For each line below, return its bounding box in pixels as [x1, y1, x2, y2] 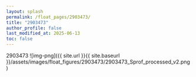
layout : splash [6, 8, 44, 15]
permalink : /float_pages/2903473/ [6, 14, 91, 20]
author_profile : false [6, 25, 62, 31]
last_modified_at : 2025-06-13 [6, 31, 81, 36]
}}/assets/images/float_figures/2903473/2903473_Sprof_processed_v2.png [6, 58, 190, 65]
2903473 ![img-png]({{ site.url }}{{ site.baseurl [6, 52, 120, 59]
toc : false [6, 36, 33, 42]
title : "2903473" [6, 19, 49, 25]
